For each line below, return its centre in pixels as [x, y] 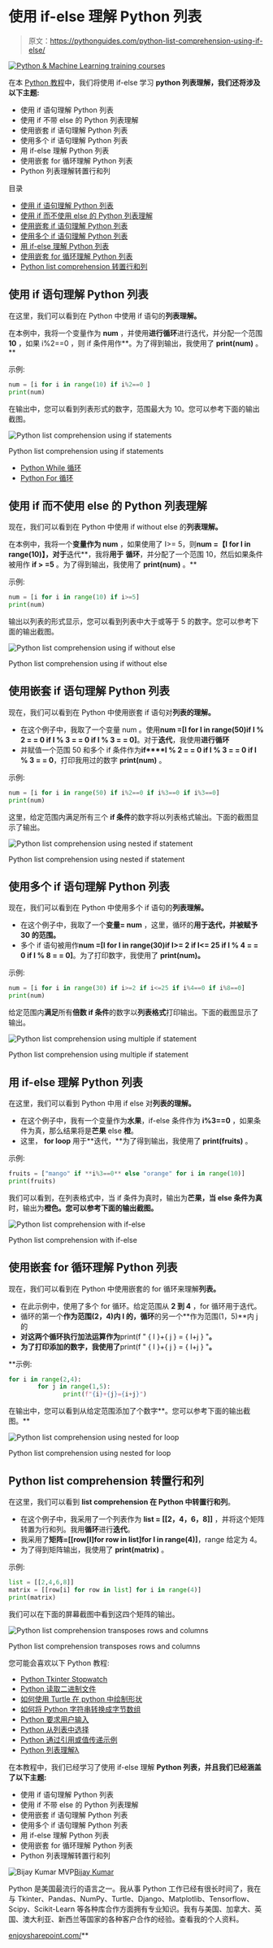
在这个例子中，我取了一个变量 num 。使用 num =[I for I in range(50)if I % [142, 730]
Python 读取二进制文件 [58, 1689]
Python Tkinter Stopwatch [64, 1679]
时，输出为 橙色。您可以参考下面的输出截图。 [83, 1208]
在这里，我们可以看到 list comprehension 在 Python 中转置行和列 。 [122, 1502]
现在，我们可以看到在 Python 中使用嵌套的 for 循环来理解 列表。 [115, 1288]
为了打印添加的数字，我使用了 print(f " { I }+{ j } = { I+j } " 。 [118, 1346]
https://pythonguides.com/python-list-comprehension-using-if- [156, 41]
